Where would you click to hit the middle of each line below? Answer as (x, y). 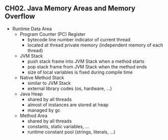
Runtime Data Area (32, 29)
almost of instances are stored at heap (68, 105)
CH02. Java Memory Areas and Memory (70, 8)
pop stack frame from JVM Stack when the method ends (87, 66)
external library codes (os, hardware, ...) (70, 88)
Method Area (34, 115)
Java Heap (31, 94)
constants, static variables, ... (58, 126)
